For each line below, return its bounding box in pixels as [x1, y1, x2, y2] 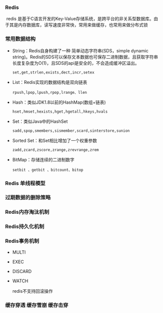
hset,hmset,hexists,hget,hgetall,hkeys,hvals [12, 109, 108, 114]
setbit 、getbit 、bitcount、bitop [12, 167, 83, 172]
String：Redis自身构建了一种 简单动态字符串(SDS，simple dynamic [12, 47, 149, 53]
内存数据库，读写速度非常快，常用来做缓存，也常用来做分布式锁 [18, 22, 148, 28]
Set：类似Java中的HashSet [12, 118, 68, 124]
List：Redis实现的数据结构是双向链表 [12, 79, 87, 85]
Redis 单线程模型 [5, 180, 45, 187]
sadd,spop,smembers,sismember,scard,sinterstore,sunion [12, 128, 130, 133]
